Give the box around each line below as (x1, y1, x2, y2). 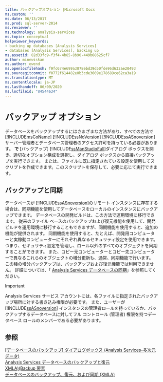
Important (5, 283, 25, 289)
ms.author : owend (5, 62, 40, 66)
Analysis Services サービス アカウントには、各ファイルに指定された (5, 293, 141, 299)
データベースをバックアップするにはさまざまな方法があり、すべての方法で (5, 128, 154, 134)
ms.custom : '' (5, 12, 34, 17)
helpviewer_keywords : (5, 39, 49, 44)
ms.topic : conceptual (5, 35, 49, 40)
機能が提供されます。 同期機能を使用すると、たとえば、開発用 (5, 231, 129, 236)
